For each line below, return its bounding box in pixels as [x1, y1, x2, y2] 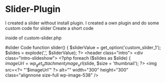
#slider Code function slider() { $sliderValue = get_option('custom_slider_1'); [5, 44, 161, 50]
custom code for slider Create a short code [5, 25, 94, 31]
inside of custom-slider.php [5, 35, 62, 41]
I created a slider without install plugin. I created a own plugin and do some [5, 20, 160, 26]
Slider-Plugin [5, 3, 61, 15]
